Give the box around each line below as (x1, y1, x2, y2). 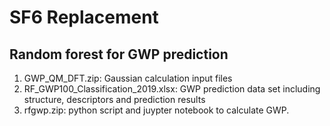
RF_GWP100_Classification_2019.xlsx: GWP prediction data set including (23, 83, 321, 95)
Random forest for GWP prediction (9, 46, 229, 63)
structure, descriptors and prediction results (23, 94, 206, 105)
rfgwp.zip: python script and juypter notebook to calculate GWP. (23, 104, 290, 116)
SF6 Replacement (9, 6, 159, 29)
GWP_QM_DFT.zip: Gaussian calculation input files (23, 72, 233, 84)
